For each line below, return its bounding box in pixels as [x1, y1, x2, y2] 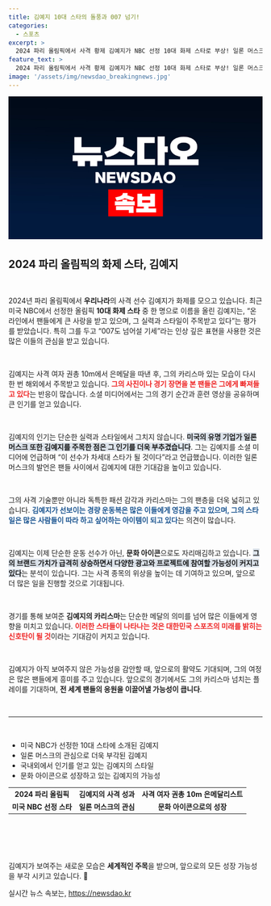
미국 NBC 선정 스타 [11, 802, 73, 812]
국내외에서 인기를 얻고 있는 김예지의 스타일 [19, 761, 155, 770]
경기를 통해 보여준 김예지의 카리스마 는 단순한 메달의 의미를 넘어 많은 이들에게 [8, 611, 249, 621]
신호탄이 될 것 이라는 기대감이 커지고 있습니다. [8, 631, 151, 641]
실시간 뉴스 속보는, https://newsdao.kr [8, 888, 131, 898]
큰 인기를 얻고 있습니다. [8, 400, 82, 409]
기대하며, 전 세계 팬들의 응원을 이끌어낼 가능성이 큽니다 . [29, 685, 202, 694]
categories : [8, 21, 48, 30]
